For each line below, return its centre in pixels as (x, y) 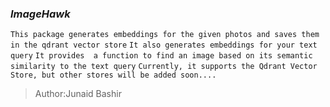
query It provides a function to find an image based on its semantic (161, 56)
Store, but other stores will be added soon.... (113, 75)
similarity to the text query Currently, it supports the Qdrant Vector (164, 67)
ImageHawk (40, 14)
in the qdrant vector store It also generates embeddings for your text (164, 45)
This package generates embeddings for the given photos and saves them (165, 35)
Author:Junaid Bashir (78, 94)
